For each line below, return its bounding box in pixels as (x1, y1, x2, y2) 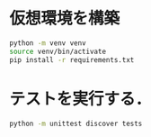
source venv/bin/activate (9, 47, 106, 56)
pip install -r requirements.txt (9, 55, 135, 64)
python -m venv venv (9, 38, 87, 48)
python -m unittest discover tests (9, 119, 143, 128)
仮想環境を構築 (9, 8, 120, 29)
